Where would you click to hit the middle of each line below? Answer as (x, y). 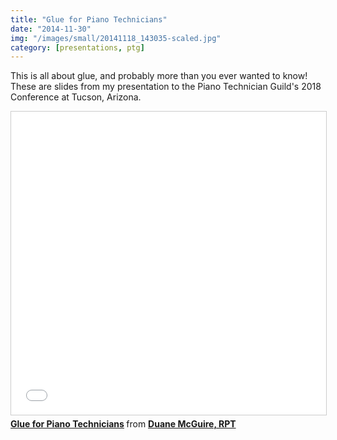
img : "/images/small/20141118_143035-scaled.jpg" (116, 38)
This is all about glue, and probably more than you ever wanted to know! (159, 76)
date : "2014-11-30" (51, 29)
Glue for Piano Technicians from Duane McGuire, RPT (123, 424)
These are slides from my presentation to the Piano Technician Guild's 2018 (166, 87)
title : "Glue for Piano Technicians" (89, 19)
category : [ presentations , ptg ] (77, 47)
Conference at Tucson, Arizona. (76, 97)
